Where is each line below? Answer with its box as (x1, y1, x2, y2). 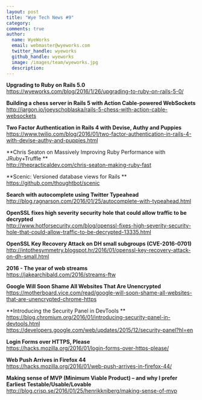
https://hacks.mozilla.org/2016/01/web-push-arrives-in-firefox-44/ (6, 363, 172, 370)
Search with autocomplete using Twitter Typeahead (6, 191, 139, 198)
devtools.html (6, 320, 40, 328)
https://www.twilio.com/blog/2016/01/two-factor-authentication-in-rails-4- (6, 130, 192, 138)
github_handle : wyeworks (11, 54, 74, 60)
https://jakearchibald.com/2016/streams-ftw (6, 271, 116, 278)
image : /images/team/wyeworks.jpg (11, 59, 98, 65)
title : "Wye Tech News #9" (6, 14, 74, 21)
